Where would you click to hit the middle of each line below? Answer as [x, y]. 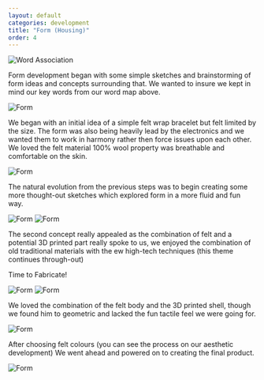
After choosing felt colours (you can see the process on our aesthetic [121, 344]
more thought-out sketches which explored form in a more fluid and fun [125, 195]
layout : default [35, 15]
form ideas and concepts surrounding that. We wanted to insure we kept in [130, 84]
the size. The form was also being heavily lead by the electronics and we [126, 131]
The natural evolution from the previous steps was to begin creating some [128, 187]
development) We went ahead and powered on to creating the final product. [131, 353]
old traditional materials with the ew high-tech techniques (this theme [121, 251]
